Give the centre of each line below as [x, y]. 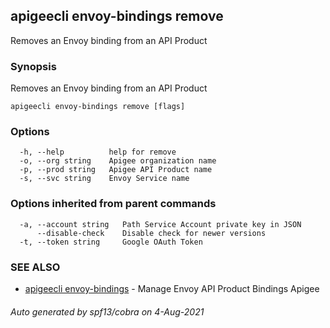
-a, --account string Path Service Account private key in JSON [160, 224]
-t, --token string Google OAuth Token [111, 242]
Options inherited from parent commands [113, 204]
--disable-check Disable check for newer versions [151, 233]
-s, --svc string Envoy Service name [104, 179]
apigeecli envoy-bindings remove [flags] [98, 107]
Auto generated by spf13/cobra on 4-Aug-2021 [107, 311]
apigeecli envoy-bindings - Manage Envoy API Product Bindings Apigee [172, 288]
